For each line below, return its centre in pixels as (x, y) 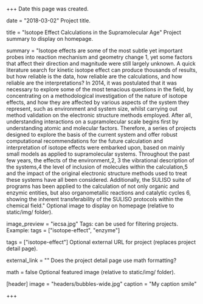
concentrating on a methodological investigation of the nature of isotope (97, 96)
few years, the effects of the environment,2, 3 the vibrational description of (100, 160)
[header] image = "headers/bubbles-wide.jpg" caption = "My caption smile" (101, 284)
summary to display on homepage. (50, 39)
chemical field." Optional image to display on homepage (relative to (90, 206)
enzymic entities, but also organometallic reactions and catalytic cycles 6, (99, 193)
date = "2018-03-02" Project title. (49, 20)
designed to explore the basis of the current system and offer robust (92, 134)
